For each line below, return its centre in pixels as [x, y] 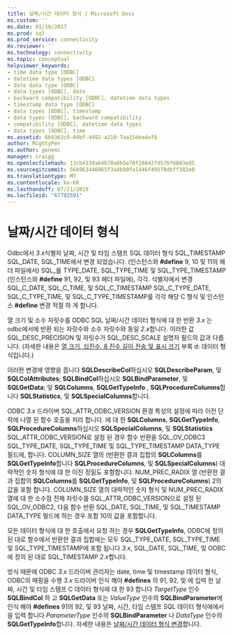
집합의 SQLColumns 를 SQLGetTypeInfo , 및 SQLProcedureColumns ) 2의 [118, 481]
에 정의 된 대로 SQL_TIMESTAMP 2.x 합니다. [67, 557]
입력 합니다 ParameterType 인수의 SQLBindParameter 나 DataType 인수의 [118, 615]
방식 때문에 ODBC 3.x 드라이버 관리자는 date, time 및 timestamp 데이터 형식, [113, 572]
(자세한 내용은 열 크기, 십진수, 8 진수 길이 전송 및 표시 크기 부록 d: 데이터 [120, 346]
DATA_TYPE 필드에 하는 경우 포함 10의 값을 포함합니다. [82, 516]
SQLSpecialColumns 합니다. [111, 396]
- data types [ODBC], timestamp [54, 111]
